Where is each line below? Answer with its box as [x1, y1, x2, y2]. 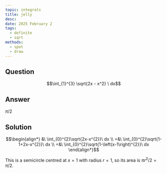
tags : [5, 26, 16, 31]
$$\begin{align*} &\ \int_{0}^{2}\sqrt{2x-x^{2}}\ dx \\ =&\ [5, 136, 122, 142]
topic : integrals [5, 7, 41, 12]
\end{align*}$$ [68, 147, 100, 153]
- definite [9, 30, 32, 35]
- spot [9, 44, 23, 49]
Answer [5, 95, 30, 104]
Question [5, 67, 34, 76]
